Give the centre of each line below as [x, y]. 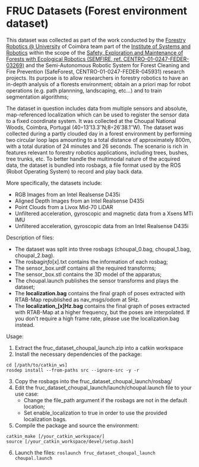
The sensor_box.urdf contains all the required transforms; [85, 268]
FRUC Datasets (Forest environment [97, 11]
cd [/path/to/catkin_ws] [37, 365]
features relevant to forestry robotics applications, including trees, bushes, [97, 152]
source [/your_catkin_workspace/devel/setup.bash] [70, 441]
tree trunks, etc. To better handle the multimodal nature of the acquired [93, 159]
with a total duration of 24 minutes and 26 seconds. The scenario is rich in [97, 146]
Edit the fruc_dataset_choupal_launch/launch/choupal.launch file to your [103, 387]
